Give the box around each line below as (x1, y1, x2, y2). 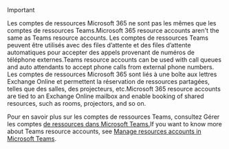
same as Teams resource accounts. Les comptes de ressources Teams (7, 34, 208, 42)
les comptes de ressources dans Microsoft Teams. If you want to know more (7, 120, 222, 128)
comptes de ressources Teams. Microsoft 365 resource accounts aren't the (7, 27, 219, 34)
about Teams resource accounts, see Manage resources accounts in (7, 127, 201, 135)
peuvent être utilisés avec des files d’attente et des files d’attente (7, 41, 191, 49)
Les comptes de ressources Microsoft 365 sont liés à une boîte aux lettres (7, 70, 217, 78)
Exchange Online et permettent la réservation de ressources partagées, (7, 78, 210, 85)
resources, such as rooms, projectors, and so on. (7, 100, 146, 107)
